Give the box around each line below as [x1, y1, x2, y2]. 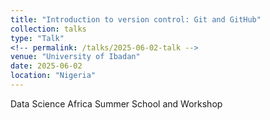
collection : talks [10, 24, 87, 34]
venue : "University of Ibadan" [10, 52, 141, 62]
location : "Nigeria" [10, 71, 97, 81]
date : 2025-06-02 [10, 61, 83, 71]
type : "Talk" [10, 33, 65, 43]
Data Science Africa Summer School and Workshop [10, 97, 223, 110]
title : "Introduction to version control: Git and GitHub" [10, 14, 262, 25]
